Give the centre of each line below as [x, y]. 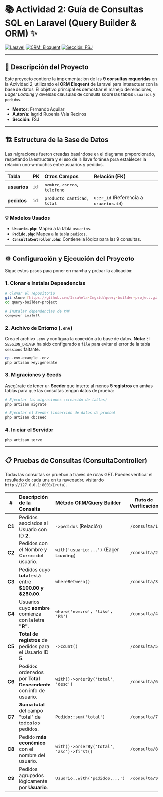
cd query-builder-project [31, 302]
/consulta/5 [144, 646]
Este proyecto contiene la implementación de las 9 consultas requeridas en [81, 79]
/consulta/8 [144, 749]
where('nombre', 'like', [84, 612]
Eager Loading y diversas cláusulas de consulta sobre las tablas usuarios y [80, 94]
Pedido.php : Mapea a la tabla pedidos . [49, 234]
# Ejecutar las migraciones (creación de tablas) [56, 400]
